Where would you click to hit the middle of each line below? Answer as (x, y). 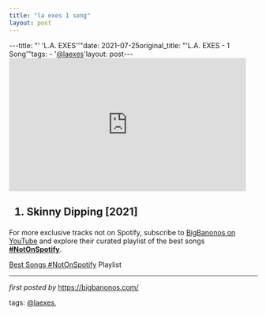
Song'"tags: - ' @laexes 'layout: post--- (71, 54)
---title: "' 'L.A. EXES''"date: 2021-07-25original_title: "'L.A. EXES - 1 (120, 45)
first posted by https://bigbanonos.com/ (74, 287)
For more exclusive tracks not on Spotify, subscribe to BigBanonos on (122, 232)
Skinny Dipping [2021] (82, 211)
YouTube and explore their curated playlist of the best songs (107, 241)
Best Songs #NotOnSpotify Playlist (65, 264)
